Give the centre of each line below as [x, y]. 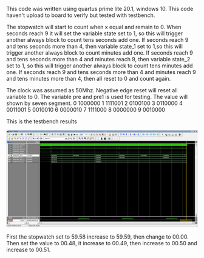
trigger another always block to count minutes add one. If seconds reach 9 [100, 53]
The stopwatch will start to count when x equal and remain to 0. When [94, 27]
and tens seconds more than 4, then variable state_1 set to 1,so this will [95, 46]
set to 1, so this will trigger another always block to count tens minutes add [100, 66]
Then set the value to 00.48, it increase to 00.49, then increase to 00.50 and [102, 243]
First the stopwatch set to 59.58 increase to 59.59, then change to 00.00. [98, 237]
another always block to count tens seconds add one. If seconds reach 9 [97, 40]
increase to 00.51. [29, 250]
